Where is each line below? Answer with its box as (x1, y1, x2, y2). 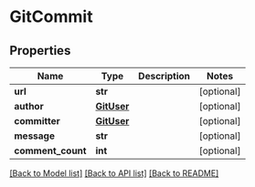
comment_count (14, 144, 87, 157)
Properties (9, 43, 71, 58)
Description (138, 70, 190, 82)
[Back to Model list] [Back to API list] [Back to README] (9, 168, 219, 179)
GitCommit (9, 6, 93, 27)
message (14, 130, 55, 142)
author (14, 100, 44, 112)
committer (14, 115, 61, 127)
